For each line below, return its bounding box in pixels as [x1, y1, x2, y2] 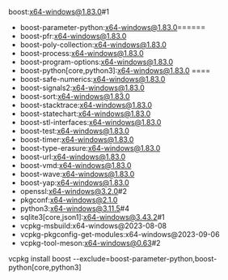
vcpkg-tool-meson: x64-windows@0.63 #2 [19, 239, 161, 248]
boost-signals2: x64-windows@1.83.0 [19, 83, 146, 93]
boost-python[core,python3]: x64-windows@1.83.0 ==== [19, 66, 211, 75]
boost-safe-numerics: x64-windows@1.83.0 [19, 75, 166, 84]
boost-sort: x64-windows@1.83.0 [19, 92, 131, 101]
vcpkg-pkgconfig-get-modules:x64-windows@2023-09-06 [19, 230, 220, 239]
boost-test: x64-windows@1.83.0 [19, 126, 129, 136]
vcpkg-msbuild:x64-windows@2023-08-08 [19, 221, 167, 230]
